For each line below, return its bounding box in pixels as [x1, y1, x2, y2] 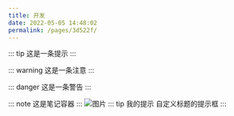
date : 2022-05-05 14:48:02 [8, 19, 98, 27]
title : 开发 [8, 11, 45, 20]
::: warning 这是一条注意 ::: [8, 65, 95, 75]
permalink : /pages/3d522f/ [8, 26, 98, 34]
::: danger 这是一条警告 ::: [8, 82, 91, 92]
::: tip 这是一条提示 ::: [8, 49, 77, 58]
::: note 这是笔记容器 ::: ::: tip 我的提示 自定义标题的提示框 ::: [8, 99, 227, 109]
